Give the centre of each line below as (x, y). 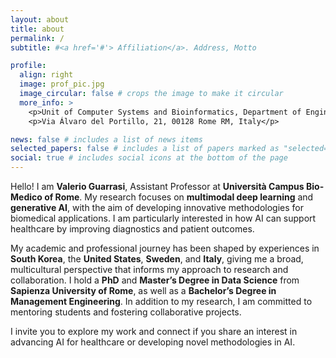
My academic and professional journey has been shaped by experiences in (165, 248)
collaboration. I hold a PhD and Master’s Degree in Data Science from (155, 280)
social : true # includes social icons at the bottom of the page (149, 158)
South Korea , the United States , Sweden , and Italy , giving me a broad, (157, 259)
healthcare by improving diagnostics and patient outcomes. (132, 229)
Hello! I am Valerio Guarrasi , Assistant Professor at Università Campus (157, 186)
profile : (28, 66)
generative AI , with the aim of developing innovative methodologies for (157, 207)
